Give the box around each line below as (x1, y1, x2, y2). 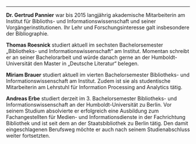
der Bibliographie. (6, 30, 49, 37)
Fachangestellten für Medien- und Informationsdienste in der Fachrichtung (6, 114, 185, 120)
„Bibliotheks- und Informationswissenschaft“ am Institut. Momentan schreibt (6, 48, 190, 54)
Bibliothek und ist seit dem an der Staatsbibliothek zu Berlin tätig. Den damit (6, 120, 188, 127)
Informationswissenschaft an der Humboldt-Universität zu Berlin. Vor (6, 101, 172, 108)
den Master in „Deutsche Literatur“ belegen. (33, 60, 139, 67)
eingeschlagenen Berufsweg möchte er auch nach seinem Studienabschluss (6, 126, 190, 133)
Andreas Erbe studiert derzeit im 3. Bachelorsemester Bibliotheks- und (6, 95, 177, 102)
